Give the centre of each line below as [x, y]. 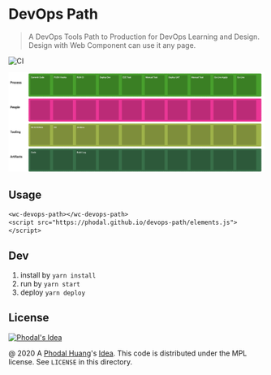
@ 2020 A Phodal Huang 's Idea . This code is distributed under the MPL [128, 353]
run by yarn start [50, 283]
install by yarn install [58, 275]
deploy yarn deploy [53, 292]
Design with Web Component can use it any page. [112, 45]
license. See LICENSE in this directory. [70, 361]
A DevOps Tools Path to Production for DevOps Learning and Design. [144, 37]
